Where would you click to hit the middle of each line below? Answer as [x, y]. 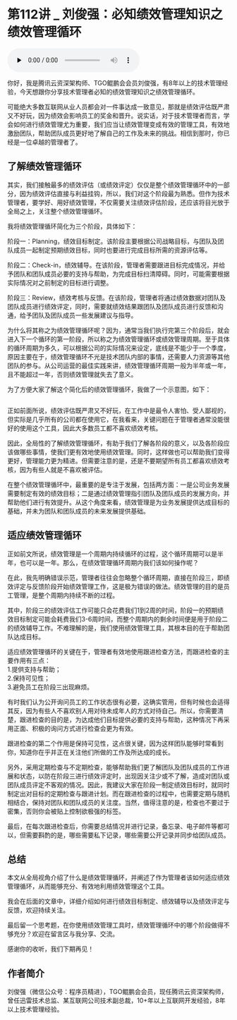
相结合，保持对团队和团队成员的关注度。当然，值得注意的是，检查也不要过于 [119, 802]
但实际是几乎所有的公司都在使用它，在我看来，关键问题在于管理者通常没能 [115, 419]
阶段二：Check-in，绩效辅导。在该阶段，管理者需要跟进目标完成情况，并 [113, 265]
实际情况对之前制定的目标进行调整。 [60, 282]
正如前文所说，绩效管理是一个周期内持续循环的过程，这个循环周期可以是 [112, 554]
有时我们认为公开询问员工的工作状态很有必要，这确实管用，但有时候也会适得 [119, 702]
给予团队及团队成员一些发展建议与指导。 [78, 315]
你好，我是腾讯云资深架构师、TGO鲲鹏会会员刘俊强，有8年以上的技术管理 [115, 83]
